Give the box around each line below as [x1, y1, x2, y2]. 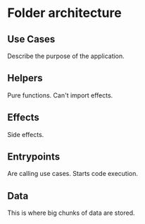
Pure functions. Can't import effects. [7, 90, 113, 100]
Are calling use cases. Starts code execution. [7, 170, 139, 178]
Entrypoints [7, 151, 61, 163]
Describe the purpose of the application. [7, 52, 125, 60]
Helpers [7, 72, 43, 84]
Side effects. [7, 130, 44, 138]
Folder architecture [7, 5, 122, 21]
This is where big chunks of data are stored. [7, 208, 135, 217]
